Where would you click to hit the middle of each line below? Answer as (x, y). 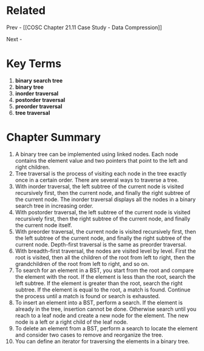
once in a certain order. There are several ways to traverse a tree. (97, 180)
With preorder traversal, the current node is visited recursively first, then (105, 231)
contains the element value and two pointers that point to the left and (101, 160)
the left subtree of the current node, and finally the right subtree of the (103, 238)
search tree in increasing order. (54, 206)
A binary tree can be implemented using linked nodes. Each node (97, 154)
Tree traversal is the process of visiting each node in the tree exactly (101, 173)
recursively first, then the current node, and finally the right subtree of (103, 193)
